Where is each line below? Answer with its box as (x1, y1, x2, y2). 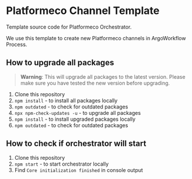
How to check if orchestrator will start (6, 139, 146, 149)
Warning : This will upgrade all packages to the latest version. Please (20, 73, 186, 80)
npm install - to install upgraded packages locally (14, 115, 136, 122)
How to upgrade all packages (6, 58, 114, 68)
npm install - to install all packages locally (14, 97, 118, 104)
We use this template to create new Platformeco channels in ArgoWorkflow (6, 34, 186, 41)
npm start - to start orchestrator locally (14, 160, 109, 167)
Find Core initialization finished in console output (14, 166, 143, 173)
